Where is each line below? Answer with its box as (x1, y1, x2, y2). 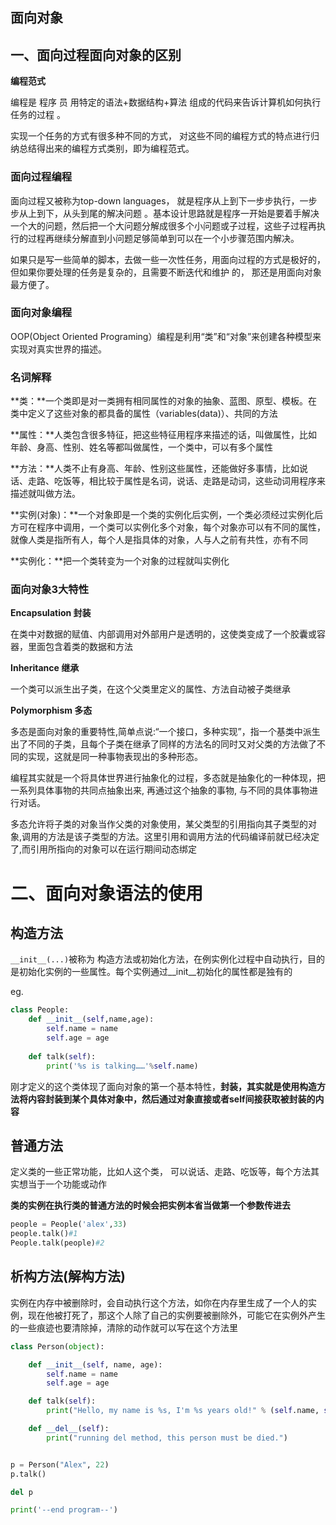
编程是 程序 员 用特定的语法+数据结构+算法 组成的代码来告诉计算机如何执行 (10, 96, 322, 108)
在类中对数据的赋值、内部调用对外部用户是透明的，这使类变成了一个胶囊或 (10, 628, 317, 640)
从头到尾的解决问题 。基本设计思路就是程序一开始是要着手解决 (62, 207, 320, 219)
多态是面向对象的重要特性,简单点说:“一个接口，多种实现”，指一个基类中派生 (10, 726, 321, 738)
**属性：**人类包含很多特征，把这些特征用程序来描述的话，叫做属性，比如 (10, 429, 318, 441)
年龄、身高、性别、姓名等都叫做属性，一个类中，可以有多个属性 (10, 441, 273, 453)
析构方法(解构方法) (10, 1268, 126, 1285)
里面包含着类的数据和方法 (27, 641, 133, 653)
